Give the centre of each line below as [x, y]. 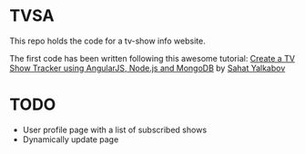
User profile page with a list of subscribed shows [115, 130]
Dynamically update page [71, 139]
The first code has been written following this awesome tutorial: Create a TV [152, 58]
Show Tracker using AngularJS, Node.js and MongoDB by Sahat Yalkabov [147, 68]
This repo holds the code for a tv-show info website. [108, 41]
